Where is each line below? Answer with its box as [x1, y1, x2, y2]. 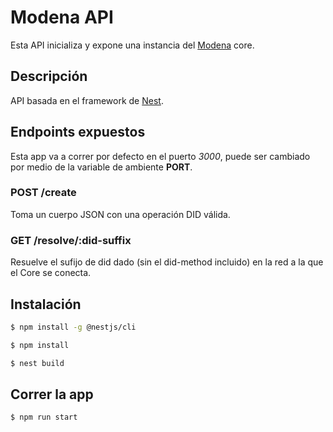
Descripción [10, 68, 88, 85]
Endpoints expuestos [10, 124, 146, 141]
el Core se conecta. [10, 267, 92, 279]
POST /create [10, 186, 77, 200]
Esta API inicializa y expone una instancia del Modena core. [10, 39, 255, 51]
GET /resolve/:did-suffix [10, 233, 132, 247]
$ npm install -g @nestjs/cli [10, 322, 137, 332]
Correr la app [10, 386, 94, 403]
